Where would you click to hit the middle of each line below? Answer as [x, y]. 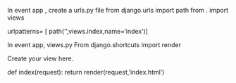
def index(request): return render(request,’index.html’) [86, 72]
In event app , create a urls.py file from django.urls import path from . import [118, 10]
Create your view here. [41, 58]
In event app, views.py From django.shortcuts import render [94, 45]
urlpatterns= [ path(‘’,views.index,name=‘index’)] [77, 31]
